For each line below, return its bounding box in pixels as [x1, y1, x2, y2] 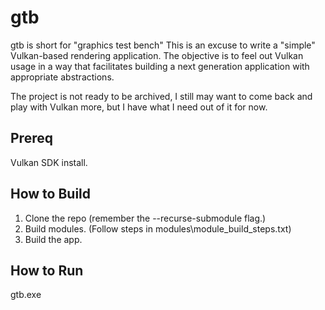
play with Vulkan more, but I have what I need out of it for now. [10, 101, 268, 113]
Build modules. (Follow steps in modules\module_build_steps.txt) [24, 222, 292, 235]
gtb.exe [10, 289, 42, 301]
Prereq [10, 130, 53, 147]
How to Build [10, 186, 92, 203]
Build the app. [24, 233, 83, 245]
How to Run [10, 262, 84, 279]
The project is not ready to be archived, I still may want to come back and [10, 90, 313, 102]
